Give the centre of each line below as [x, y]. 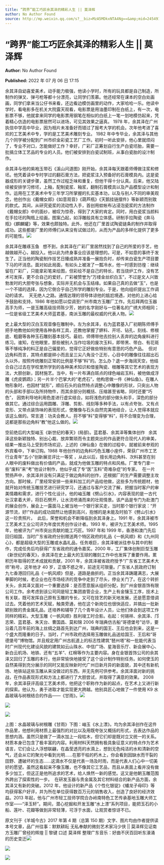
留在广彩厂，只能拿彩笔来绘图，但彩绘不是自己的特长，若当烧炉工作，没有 [80, 271]
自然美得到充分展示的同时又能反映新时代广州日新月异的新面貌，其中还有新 [80, 665]
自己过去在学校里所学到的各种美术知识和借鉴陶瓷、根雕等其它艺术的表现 [82, 367]
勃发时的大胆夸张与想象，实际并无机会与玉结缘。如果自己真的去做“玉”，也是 [82, 283]
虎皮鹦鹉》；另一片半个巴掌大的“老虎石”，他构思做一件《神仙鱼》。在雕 [84, 379]
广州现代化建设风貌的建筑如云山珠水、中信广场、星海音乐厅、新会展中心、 [84, 647]
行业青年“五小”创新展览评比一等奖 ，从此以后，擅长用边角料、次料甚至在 [78, 457]
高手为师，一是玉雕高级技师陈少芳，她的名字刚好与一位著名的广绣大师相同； [82, 308]
